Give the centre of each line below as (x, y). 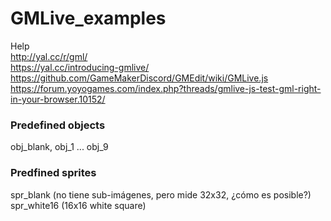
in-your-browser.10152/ (58, 99)
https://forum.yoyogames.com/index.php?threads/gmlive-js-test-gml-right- (166, 88)
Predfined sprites (53, 173)
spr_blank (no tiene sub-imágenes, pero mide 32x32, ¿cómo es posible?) (161, 194)
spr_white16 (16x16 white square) (78, 205)
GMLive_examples (88, 18)
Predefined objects (58, 125)
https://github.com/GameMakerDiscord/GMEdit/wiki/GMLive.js (139, 78)
